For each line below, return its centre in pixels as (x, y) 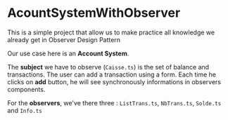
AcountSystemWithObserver (94, 13)
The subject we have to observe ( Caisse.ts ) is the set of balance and (108, 67)
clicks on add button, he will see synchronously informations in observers (114, 81)
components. (26, 89)
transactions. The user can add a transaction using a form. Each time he (112, 74)
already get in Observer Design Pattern (64, 39)
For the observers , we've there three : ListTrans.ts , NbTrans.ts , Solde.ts (114, 102)
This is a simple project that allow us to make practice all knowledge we (111, 32)
